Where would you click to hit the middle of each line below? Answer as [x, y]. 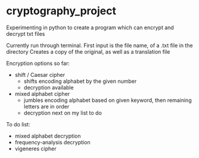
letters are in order [46, 106]
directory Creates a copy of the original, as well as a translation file [88, 51]
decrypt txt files [26, 33]
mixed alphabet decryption [48, 136]
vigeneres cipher [35, 148]
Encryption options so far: [38, 63]
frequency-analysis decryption [52, 142]
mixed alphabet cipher [42, 94]
